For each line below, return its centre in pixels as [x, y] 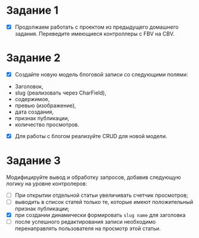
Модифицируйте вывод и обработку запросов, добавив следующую [94, 177]
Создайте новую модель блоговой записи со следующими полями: [101, 74]
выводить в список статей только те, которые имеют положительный [104, 202]
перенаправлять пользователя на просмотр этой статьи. [88, 228]
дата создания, [34, 112]
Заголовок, [29, 86]
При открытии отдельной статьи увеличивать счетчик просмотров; [101, 195]
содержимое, [32, 99]
